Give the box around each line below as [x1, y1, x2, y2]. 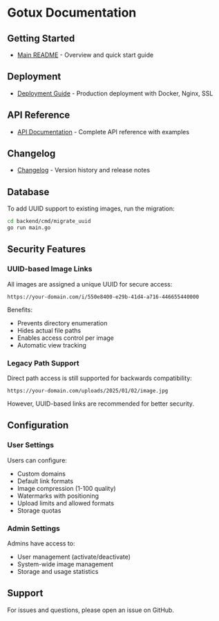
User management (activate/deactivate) [17, 552, 131, 561]
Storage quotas [17, 506, 61, 514]
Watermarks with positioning [17, 492, 99, 500]
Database [7, 186, 50, 198]
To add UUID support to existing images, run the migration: [7, 204, 175, 213]
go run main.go [7, 224, 51, 231]
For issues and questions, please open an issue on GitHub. [7, 606, 175, 614]
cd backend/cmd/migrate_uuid [7, 218, 91, 225]
